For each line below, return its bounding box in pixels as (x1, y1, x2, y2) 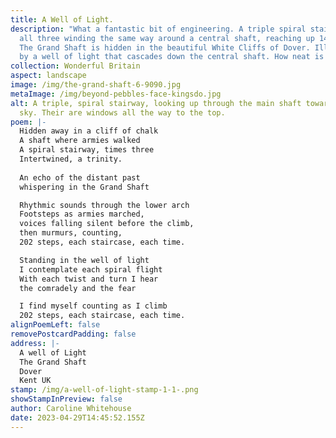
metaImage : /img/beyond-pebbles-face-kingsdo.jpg (10, 89, 222, 99)
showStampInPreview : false (10, 394, 123, 405)
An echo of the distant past (19, 172, 141, 183)
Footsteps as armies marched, (19, 209, 145, 220)
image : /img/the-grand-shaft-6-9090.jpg (10, 80, 182, 90)
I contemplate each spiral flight (19, 264, 163, 275)
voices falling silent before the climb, (19, 219, 195, 229)
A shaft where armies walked (19, 136, 141, 146)
